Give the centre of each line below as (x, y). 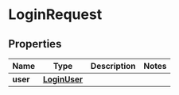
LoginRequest (55, 15)
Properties (35, 44)
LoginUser (63, 79)
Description (113, 66)
